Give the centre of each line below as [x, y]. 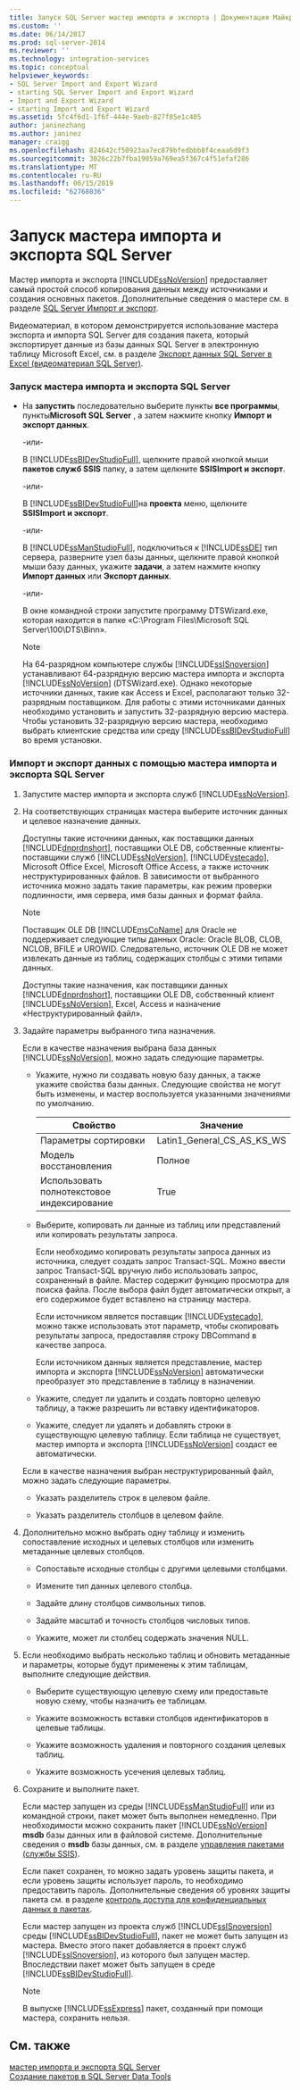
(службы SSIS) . [51, 1853]
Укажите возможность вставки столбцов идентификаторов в [152, 1718]
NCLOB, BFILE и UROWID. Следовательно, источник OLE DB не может [155, 948]
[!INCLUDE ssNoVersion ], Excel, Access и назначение [121, 1003]
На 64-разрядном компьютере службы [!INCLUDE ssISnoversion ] [146, 664]
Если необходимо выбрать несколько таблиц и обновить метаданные [156, 1655]
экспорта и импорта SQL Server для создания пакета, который [129, 335]
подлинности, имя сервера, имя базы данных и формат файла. [142, 895]
